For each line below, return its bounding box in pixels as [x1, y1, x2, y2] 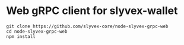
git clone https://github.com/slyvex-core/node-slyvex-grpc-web [6, 23, 169, 29]
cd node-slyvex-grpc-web [6, 28, 68, 34]
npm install [6, 33, 36, 39]
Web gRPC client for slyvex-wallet [6, 4, 178, 18]
